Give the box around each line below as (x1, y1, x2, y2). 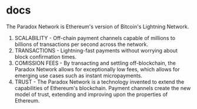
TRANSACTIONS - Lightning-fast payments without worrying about (14, 47, 178, 54)
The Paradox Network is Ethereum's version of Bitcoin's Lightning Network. (6, 23, 189, 30)
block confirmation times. (14, 53, 77, 60)
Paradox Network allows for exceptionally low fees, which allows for (14, 65, 180, 72)
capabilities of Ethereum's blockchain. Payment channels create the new (14, 84, 191, 91)
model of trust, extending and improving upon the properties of (14, 91, 168, 98)
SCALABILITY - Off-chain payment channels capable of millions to (14, 34, 175, 41)
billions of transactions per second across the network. (14, 41, 149, 48)
